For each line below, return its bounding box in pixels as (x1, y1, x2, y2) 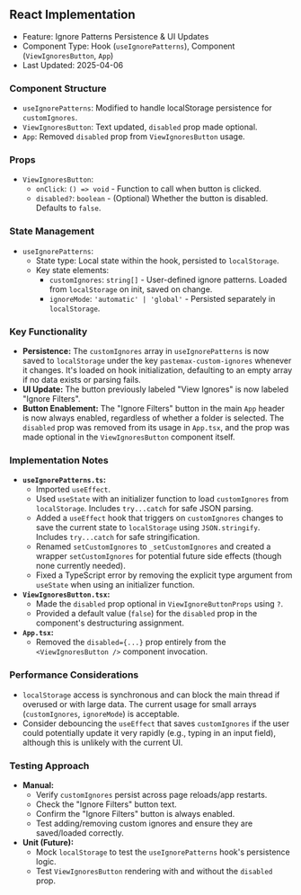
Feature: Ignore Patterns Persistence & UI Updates (22, 31, 209, 41)
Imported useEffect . (35, 484, 111, 495)
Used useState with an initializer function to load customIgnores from (35, 493, 289, 504)
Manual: (22, 779, 54, 790)
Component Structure (9, 82, 107, 94)
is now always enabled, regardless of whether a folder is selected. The (22, 412, 285, 423)
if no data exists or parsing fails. (22, 375, 141, 385)
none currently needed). (35, 561, 126, 572)
